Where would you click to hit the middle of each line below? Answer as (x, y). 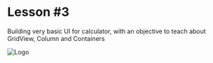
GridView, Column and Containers (56, 38)
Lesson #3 (39, 12)
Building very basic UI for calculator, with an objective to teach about (107, 31)
